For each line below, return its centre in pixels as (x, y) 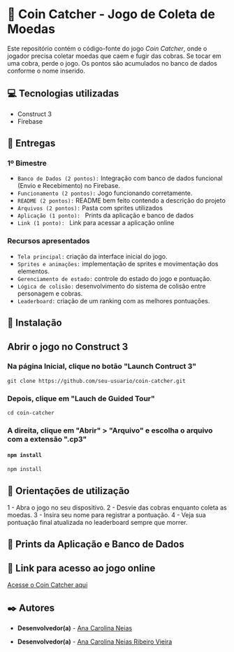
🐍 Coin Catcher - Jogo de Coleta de (111, 14)
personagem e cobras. (50, 294)
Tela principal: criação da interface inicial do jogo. (92, 256)
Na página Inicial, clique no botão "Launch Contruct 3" (102, 366)
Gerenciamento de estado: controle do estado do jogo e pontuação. (114, 278)
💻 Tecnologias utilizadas (63, 94)
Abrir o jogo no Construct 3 (68, 346)
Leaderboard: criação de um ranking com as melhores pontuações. (114, 300)
